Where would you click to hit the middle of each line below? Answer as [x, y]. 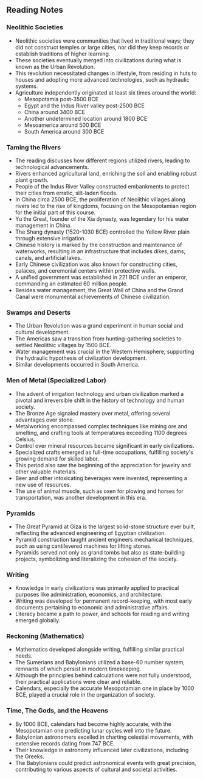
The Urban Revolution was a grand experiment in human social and [99, 326]
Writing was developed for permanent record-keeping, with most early [103, 601]
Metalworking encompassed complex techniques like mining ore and [101, 426]
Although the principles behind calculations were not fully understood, [103, 675]
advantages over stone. [45, 420]
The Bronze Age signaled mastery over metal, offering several [93, 413]
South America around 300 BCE [64, 131]
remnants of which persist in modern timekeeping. [78, 669]
